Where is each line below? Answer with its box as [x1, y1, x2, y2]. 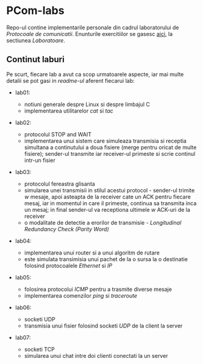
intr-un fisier [24, 156, 56, 164]
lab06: [15, 304, 32, 311]
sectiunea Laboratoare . [6, 37, 65, 44]
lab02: [15, 119, 32, 126]
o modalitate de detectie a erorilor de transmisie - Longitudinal [24, 219, 182, 226]
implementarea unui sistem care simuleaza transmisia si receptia [24, 137, 187, 144]
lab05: [15, 273, 32, 281]
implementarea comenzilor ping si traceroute [24, 292, 137, 299]
